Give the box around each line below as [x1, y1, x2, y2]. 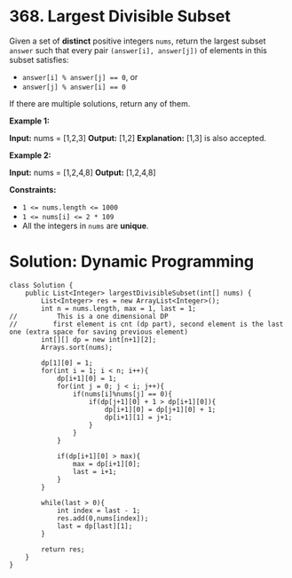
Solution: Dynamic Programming [9, 251, 255, 272]
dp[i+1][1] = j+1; [104, 413, 173, 422]
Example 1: [9, 115, 51, 126]
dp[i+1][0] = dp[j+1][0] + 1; [104, 405, 217, 414]
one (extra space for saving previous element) [9, 327, 189, 337]
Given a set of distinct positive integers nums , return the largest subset [9, 36, 266, 46]
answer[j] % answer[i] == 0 [21, 83, 126, 91]
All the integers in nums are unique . [21, 220, 149, 231]
